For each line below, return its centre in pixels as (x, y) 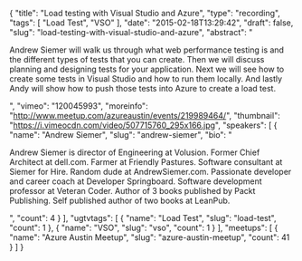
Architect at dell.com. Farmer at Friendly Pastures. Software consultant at (146, 162)
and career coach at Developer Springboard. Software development (136, 181)
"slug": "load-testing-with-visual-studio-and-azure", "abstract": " (131, 32)
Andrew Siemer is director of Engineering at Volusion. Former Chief (135, 152)
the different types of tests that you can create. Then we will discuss (137, 59)
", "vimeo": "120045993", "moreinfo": (79, 106)
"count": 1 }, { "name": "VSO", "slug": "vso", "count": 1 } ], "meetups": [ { (144, 227)
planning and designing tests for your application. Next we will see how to (147, 69)
